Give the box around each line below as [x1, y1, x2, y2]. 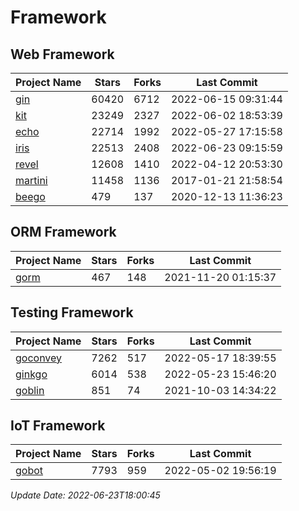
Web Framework [10, 46, 115, 63]
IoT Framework [10, 417, 106, 435]
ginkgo [15, 367, 48, 381]
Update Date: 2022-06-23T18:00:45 [10, 489, 161, 501]
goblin [15, 383, 45, 397]
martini [15, 174, 48, 187]
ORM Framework [10, 224, 117, 241]
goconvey [15, 351, 63, 365]
